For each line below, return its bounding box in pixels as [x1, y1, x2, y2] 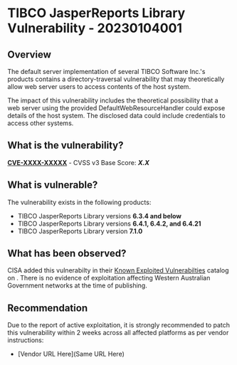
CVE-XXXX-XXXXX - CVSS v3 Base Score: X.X [7, 158, 149, 166]
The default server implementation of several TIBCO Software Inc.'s [7, 68, 206, 75]
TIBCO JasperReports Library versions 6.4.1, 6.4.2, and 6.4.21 [17, 219, 201, 228]
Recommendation [7, 302, 88, 314]
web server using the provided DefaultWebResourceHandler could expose [7, 104, 226, 112]
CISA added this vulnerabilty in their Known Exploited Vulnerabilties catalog [7, 266, 229, 275]
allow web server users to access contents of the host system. [7, 83, 191, 90]
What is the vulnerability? [7, 139, 124, 152]
